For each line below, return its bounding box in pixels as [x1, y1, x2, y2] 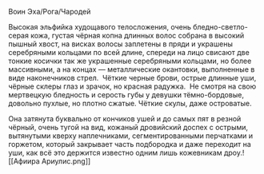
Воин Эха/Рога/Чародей [8, 7, 91, 16]
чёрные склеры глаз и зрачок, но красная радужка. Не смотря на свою [8, 81, 257, 91]
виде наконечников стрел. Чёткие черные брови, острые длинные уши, [8, 73, 257, 82]
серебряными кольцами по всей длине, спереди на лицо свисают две [8, 48, 250, 57]
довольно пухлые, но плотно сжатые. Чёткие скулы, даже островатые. [8, 99, 252, 108]
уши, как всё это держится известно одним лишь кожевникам [8, 148, 222, 157]
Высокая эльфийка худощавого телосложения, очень [8, 22, 192, 31]
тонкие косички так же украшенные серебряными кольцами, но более [8, 56, 252, 65]
